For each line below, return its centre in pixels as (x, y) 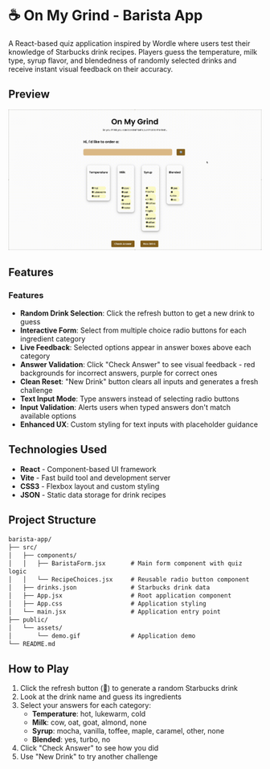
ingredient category (53, 338)
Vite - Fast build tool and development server (95, 478)
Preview (29, 95)
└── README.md (32, 644)
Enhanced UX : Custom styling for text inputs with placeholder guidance (139, 424)
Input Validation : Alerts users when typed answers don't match (125, 407)
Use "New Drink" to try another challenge (89, 757)
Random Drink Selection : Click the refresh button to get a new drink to (137, 313)
